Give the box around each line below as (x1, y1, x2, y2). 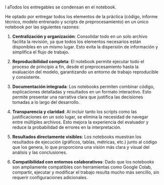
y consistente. (12, 74, 41, 80)
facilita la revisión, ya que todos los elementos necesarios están (12, 39, 141, 45)
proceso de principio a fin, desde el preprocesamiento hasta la (12, 64, 139, 69)
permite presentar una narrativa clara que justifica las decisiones (12, 94, 143, 100)
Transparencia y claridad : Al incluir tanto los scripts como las (12, 109, 137, 115)
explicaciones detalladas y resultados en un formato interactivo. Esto (12, 89, 152, 94)
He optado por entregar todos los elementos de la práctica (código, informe (5, 14, 158, 19)
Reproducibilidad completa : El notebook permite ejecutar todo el (12, 59, 144, 64)
